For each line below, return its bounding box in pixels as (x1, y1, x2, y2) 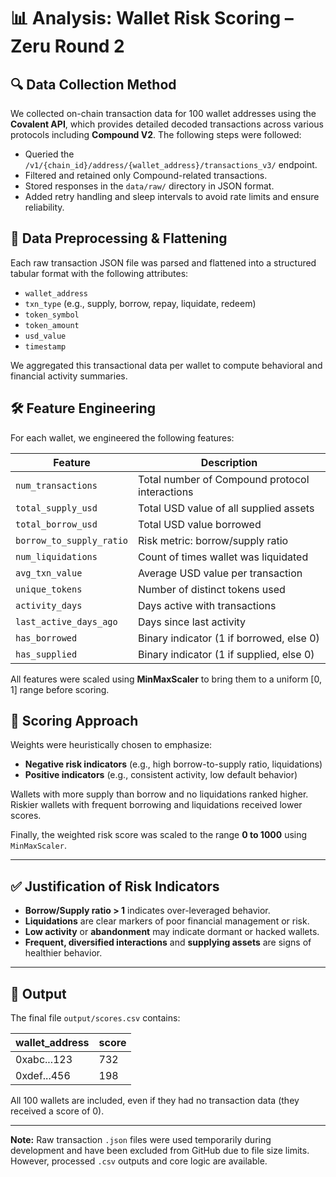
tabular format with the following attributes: (10, 267, 189, 279)
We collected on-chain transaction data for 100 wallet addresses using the (10, 108, 317, 119)
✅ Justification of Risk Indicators (10, 878, 220, 895)
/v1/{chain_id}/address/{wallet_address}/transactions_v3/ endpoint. (24, 159, 318, 170)
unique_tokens (15, 583, 83, 595)
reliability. (24, 201, 65, 213)
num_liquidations (15, 551, 98, 562)
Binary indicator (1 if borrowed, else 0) (138, 631, 320, 645)
